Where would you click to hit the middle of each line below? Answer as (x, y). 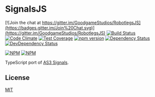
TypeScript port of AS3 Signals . (37, 62)
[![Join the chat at (23, 23)
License (17, 78)
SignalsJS (26, 9)
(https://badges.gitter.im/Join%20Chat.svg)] (50, 27)
